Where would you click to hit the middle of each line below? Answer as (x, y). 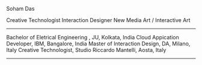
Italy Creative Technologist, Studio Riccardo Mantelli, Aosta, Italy (86, 50)
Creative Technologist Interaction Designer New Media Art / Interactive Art (98, 20)
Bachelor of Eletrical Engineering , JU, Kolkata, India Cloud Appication (93, 37)
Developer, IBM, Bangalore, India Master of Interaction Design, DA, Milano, (98, 44)
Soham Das (20, 9)
